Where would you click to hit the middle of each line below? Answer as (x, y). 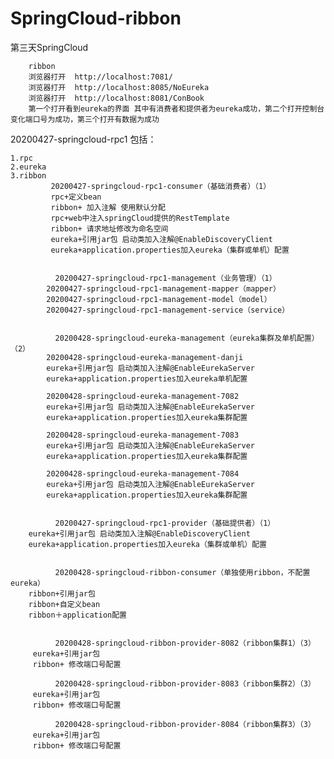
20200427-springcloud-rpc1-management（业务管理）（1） (165, 278)
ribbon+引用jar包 (62, 593)
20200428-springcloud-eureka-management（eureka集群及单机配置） (187, 338)
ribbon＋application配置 (78, 615)
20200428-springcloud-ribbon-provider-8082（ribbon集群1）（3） (185, 643)
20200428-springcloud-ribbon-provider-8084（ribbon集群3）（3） (185, 724)
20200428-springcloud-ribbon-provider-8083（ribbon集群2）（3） (185, 683)
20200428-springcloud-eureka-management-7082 (143, 396)
